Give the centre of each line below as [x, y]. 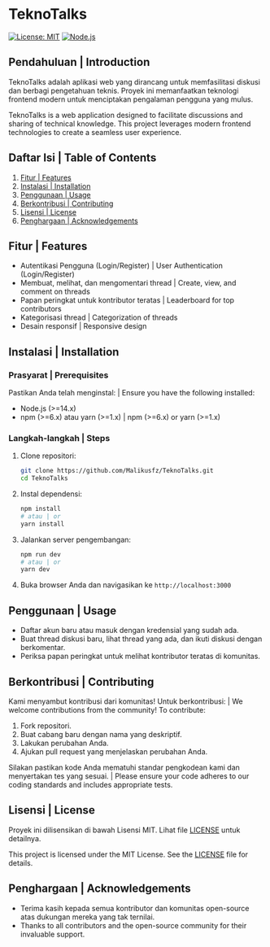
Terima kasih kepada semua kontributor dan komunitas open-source [135, 908]
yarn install [42, 524]
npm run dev [40, 554]
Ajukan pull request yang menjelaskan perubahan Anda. [114, 751]
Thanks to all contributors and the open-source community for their [133, 925]
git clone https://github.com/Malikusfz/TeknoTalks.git [117, 471]
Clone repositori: [48, 456]
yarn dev [35, 570]
